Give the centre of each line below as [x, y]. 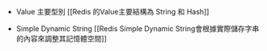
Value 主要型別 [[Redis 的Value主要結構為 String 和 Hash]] [112, 12]
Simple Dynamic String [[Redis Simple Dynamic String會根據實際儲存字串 [138, 29]
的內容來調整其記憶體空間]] [61, 39]
